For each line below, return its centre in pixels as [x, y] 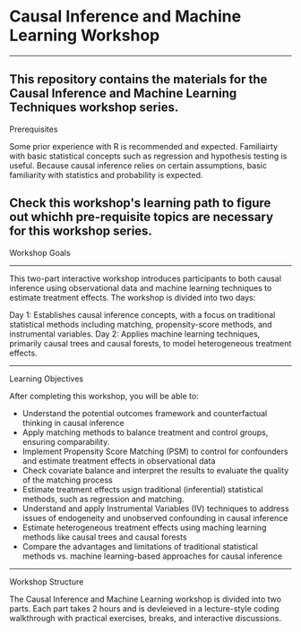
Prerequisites [34, 129]
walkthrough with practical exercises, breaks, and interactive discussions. [146, 618]
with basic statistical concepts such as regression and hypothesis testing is [148, 156]
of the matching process [68, 480]
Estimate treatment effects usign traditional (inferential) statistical [142, 489]
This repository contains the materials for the [138, 79]
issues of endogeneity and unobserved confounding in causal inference [155, 517]
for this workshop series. [81, 231]
